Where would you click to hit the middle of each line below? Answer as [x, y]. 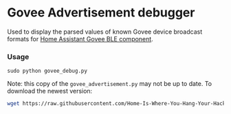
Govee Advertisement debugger [101, 13]
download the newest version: [50, 91]
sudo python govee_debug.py [47, 71]
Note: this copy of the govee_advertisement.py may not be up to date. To [110, 84]
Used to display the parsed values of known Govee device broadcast [105, 32]
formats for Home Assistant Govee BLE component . [80, 38]
